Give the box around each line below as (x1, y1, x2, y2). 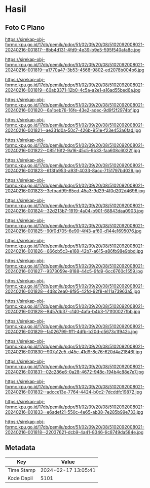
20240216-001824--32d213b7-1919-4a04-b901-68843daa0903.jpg (5, 208, 144, 214)
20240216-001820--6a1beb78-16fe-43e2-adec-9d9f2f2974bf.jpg (5, 108, 140, 113)
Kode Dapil (7, 475, 33, 482)
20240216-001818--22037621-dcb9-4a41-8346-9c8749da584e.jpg (5, 430, 144, 435)
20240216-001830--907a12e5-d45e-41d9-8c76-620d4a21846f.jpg (5, 349, 142, 355)
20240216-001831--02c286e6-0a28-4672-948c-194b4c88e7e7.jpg (5, 369, 144, 375)
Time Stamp (7, 467, 36, 474)
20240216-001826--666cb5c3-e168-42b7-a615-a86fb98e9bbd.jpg (5, 248, 144, 254)
